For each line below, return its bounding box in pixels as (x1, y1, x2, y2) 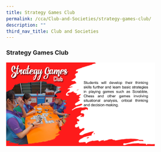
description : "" (6, 22, 46, 28)
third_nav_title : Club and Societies (6, 28, 99, 34)
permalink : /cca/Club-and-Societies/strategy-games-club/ (6, 15, 152, 22)
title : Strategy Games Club (6, 9, 75, 15)
